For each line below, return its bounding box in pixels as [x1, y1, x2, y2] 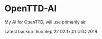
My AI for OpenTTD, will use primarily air [4, 19, 86, 25]
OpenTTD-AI [4, 3, 57, 14]
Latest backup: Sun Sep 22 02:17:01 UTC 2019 [4, 28, 98, 34]
